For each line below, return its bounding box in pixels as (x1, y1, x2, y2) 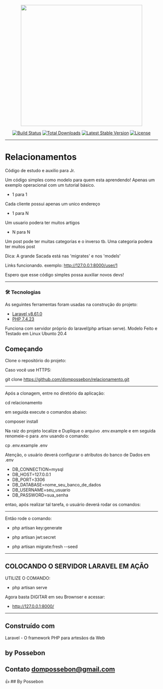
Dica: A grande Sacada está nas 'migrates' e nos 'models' (5, 253, 121, 259)
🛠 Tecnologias (5, 288, 41, 295)
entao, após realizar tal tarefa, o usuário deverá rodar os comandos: (5, 502, 141, 508)
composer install (5, 418, 38, 424)
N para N (12, 229, 31, 235)
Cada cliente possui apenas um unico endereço (5, 201, 100, 207)
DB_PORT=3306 (12, 477, 45, 482)
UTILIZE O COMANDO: (5, 575, 51, 581)
